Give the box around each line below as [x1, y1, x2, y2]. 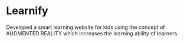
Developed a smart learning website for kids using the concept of [6, 24, 165, 31]
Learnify [6, 4, 48, 18]
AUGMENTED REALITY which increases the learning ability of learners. [6, 29, 179, 37]
